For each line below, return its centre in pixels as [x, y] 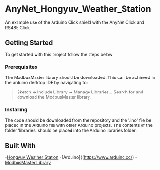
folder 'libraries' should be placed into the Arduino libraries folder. [71, 131]
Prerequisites [21, 67]
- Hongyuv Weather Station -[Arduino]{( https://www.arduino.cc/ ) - [71, 157]
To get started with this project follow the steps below [59, 54]
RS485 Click [18, 27]
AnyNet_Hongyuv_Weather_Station [78, 9]
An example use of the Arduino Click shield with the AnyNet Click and [75, 22]
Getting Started [29, 43]
